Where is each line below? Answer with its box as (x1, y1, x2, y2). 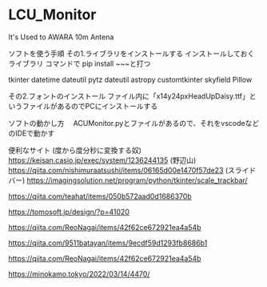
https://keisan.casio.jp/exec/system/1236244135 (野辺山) (8, 155, 197, 165)
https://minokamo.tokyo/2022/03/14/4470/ (8, 269, 150, 278)
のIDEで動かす (8, 128, 55, 138)
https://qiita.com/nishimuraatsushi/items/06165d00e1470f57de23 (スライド (8, 165, 257, 175)
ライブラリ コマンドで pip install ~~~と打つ (8, 59, 151, 68)
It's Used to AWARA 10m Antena (8, 32, 114, 42)
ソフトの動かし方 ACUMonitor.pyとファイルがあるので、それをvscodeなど (8, 118, 260, 127)
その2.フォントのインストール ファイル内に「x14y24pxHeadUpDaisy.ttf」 (8, 91, 249, 101)
